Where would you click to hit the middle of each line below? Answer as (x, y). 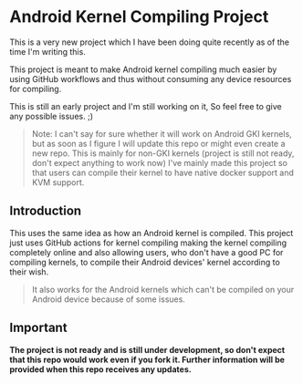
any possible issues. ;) (52, 116)
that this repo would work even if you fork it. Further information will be (147, 359)
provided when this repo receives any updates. (100, 369)
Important (38, 328)
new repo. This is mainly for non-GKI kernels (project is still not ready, (163, 153)
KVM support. (58, 182)
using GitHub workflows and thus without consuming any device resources (151, 78)
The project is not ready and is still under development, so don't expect (147, 349)
